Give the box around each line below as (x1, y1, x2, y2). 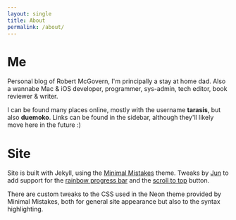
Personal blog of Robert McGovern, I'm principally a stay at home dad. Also (7, 77, 226, 85)
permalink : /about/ (7, 23, 65, 30)
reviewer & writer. (7, 92, 58, 101)
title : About (7, 17, 46, 24)
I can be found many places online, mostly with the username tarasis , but (7, 106, 221, 114)
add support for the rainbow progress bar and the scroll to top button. (7, 176, 210, 185)
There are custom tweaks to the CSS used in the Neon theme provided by (7, 190, 222, 198)
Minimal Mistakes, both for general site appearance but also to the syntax (7, 197, 221, 206)
